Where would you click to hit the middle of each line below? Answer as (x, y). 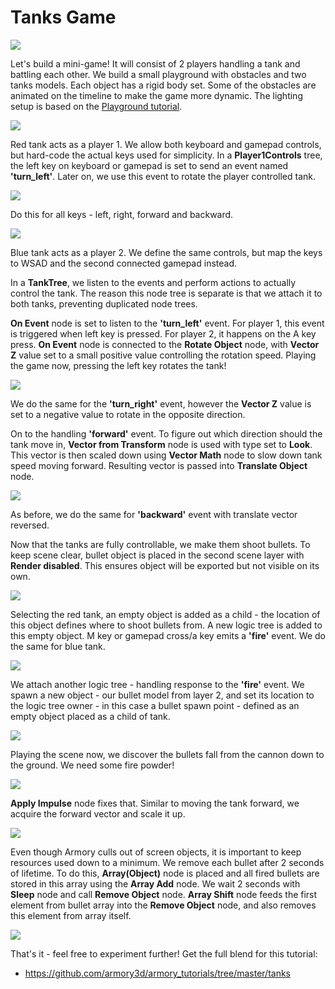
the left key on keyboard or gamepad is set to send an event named (149, 165)
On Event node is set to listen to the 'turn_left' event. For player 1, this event (167, 323)
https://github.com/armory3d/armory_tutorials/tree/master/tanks (158, 973)
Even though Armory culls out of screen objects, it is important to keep (156, 852)
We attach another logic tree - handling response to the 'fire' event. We (157, 684)
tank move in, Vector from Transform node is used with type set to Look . (161, 444)
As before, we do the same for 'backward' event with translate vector (154, 514)
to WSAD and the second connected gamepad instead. (124, 263)
